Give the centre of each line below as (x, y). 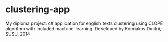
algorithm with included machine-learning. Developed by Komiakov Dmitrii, (83, 28)
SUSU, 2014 (18, 34)
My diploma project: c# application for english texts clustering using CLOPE (84, 23)
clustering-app (38, 9)
